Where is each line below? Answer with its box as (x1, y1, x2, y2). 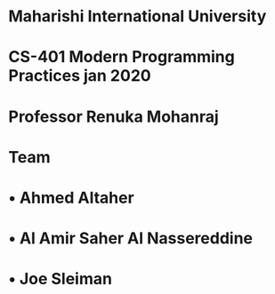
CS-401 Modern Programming (8, 47, 235, 68)
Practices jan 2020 (8, 66, 152, 86)
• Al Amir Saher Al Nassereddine (8, 228, 254, 249)
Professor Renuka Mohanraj (8, 107, 219, 126)
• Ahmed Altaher (8, 187, 134, 208)
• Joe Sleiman (8, 269, 113, 290)
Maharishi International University (8, 6, 267, 27)
